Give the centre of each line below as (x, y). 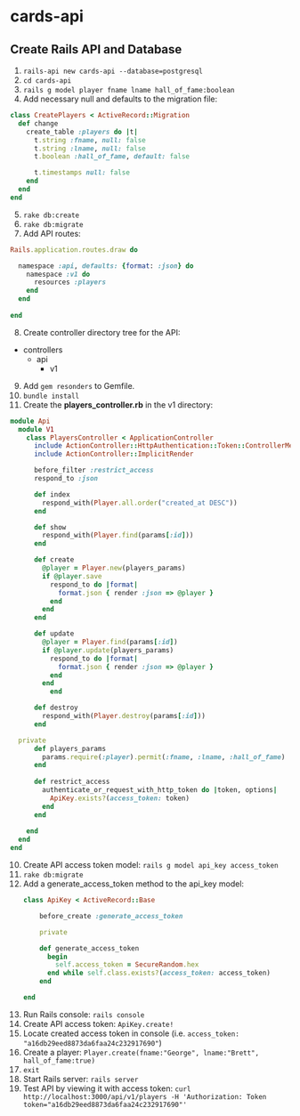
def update (54, 634)
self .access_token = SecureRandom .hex (127, 965)
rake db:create (51, 215)
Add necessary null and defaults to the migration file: (120, 99)
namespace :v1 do (58, 274)
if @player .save (72, 576)
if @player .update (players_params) (108, 650)
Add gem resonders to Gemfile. (79, 385)
